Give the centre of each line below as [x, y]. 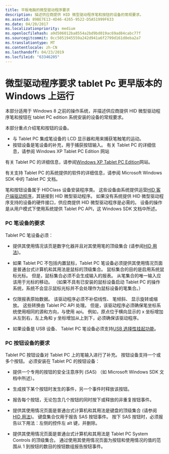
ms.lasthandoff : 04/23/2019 [35, 52]
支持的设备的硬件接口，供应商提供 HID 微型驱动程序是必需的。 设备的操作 [86, 203]
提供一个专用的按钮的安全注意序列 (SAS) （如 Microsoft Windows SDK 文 [88, 372]
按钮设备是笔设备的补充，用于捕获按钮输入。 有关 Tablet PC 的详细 [82, 145]
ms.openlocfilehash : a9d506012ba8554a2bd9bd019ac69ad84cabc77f [73, 33]
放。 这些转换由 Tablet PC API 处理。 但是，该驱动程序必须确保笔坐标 [84, 305]
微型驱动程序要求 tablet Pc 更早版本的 [84, 83]
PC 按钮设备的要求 [28, 343]
